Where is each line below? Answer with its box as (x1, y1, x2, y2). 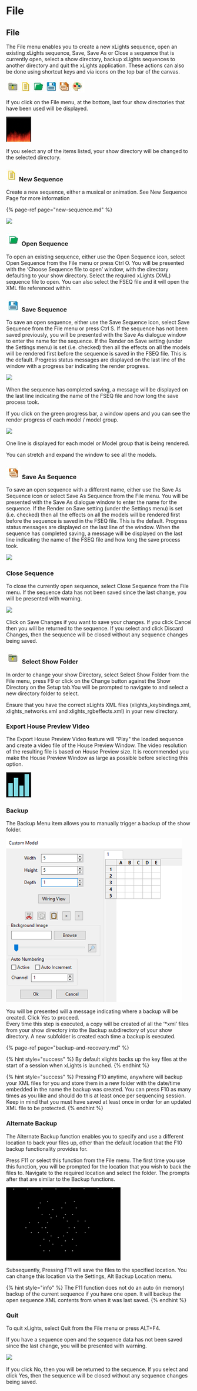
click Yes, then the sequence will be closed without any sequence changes (6, 1372, 188, 1379)
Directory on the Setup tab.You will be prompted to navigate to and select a (6, 683, 188, 690)
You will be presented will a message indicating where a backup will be (6, 1008, 178, 1015)
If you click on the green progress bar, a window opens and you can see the (6, 410, 191, 417)
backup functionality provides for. (6, 1145, 88, 1152)
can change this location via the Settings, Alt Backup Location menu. (6, 1273, 173, 1280)
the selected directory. (6, 154, 61, 161)
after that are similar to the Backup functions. (6, 1176, 116, 1183)
